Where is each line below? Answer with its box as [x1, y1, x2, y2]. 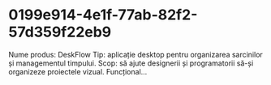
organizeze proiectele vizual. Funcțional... [8, 66, 148, 76]
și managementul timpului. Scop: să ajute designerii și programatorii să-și [8, 58, 254, 68]
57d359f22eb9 [8, 23, 112, 41]
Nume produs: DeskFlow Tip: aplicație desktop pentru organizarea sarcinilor [8, 49, 264, 59]
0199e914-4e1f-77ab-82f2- [8, 6, 198, 24]
